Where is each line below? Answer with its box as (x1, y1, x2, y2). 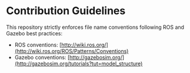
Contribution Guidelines (6, 4, 126, 18)
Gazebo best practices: (6, 29, 63, 36)
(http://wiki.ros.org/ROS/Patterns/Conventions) (14, 47, 129, 54)
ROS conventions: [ (14, 41, 62, 48)
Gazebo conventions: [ (14, 54, 70, 61)
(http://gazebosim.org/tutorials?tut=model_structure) (14, 60, 143, 67)
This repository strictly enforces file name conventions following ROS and (6, 24, 184, 31)
